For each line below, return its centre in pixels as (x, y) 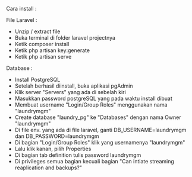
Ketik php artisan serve (43, 57)
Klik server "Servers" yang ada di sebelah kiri (70, 92)
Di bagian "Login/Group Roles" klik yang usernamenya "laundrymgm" (100, 142)
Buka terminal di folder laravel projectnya (65, 38)
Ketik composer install (42, 44)
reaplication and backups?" (48, 168)
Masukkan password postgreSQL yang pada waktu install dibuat (93, 98)
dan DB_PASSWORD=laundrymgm (57, 136)
